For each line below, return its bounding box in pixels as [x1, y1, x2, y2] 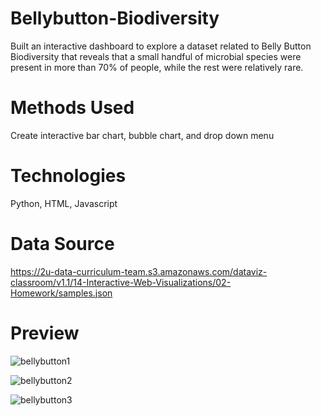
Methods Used [10, 97, 135, 119]
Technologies [10, 165, 127, 187]
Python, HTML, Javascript [10, 197, 118, 209]
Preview [10, 322, 80, 344]
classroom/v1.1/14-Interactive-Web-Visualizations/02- [10, 276, 232, 288]
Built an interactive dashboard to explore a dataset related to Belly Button [10, 40, 312, 52]
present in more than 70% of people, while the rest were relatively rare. [10, 61, 304, 73]
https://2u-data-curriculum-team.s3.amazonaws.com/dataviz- [10, 265, 268, 277]
